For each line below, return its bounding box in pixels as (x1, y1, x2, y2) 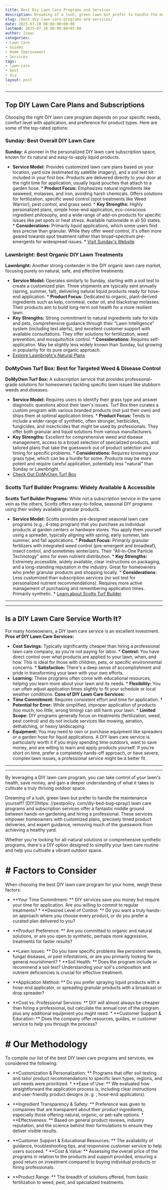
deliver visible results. (12, 1128, 57, 1134)
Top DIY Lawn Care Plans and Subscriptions (5, 101, 145, 110)
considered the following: (5, 1060, 57, 1066)
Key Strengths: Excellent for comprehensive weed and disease (12, 434, 143, 440)
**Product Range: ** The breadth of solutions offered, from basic (12, 1174, 148, 1180)
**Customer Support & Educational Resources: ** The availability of (12, 1138, 153, 1144)
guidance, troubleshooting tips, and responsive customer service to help (12, 1143, 162, 1149)
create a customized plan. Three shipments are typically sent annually (12, 283, 157, 289)
